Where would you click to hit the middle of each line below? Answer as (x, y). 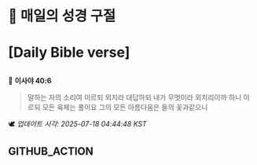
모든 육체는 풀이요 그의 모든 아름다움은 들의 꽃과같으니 (125, 107)
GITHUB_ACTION (51, 151)
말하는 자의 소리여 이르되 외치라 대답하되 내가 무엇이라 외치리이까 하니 (134, 97)
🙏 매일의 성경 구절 (62, 16)
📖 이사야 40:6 (30, 80)
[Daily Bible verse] (69, 53)
